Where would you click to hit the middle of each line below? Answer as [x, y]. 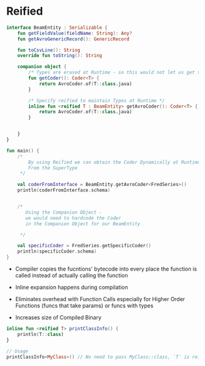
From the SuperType [53, 168]
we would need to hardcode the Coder [73, 218]
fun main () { [23, 151]
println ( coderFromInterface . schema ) [64, 190]
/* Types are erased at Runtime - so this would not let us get [112, 73]
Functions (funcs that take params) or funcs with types [84, 306]
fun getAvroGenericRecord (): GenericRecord [74, 39]
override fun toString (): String [60, 56]
